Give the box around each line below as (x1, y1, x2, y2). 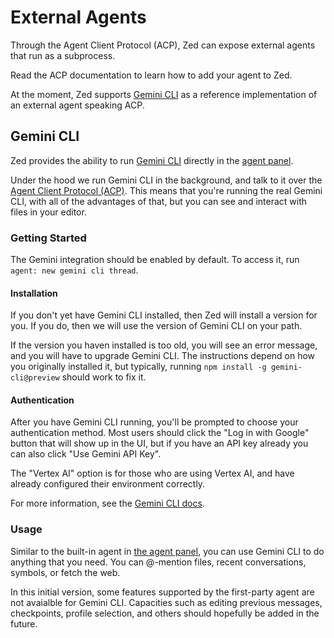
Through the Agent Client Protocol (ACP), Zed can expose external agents (10, 39, 316, 51)
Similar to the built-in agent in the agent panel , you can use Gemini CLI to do (10, 545, 325, 557)
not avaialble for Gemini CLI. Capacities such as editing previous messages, (10, 596, 323, 608)
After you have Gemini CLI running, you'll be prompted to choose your (10, 416, 299, 428)
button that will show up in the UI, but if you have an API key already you (10, 437, 309, 450)
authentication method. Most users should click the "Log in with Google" (10, 427, 310, 439)
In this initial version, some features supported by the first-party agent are (10, 586, 315, 598)
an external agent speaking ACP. (10, 99, 145, 111)
